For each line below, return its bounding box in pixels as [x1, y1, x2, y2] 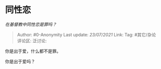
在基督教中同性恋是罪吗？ [5, 21, 57, 27]
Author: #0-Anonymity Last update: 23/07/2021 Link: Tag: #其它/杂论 [17, 32, 156, 37]
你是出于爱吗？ [5, 58, 35, 64]
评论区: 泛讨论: [17, 37, 47, 44]
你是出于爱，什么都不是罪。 [5, 48, 61, 54]
